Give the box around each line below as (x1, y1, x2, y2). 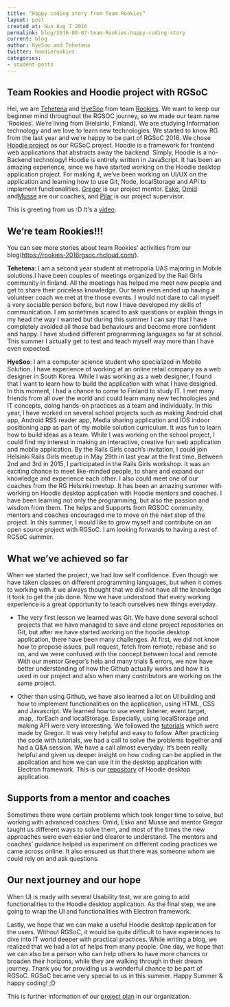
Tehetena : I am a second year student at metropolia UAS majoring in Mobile (7, 264, 222, 273)
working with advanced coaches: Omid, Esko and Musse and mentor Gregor (7, 818, 223, 826)
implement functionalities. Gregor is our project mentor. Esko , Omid (7, 185, 198, 193)
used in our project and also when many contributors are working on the (16, 672, 222, 680)
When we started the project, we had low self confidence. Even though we (7, 571, 218, 579)
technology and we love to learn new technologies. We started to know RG (7, 126, 218, 135)
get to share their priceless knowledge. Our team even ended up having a (7, 286, 215, 294)
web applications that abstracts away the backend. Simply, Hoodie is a (7, 148, 207, 157)
